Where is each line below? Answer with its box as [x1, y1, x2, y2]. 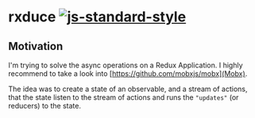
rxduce [8, 8, 56, 26]
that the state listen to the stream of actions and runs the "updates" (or [8, 93, 239, 102]
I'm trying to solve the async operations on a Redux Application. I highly [8, 60, 244, 70]
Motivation [8, 40, 64, 53]
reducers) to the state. [8, 101, 82, 110]
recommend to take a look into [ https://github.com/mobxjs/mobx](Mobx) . [8, 69, 248, 78]
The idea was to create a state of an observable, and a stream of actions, [8, 84, 248, 93]
